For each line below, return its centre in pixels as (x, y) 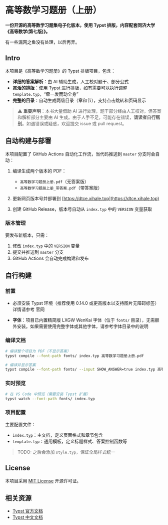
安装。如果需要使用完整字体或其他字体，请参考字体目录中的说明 (82, 326)
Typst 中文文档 (28, 517)
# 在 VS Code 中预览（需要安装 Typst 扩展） (48, 394)
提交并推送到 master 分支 (38, 252)
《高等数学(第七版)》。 (28, 31)
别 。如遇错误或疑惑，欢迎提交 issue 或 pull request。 (72, 123)
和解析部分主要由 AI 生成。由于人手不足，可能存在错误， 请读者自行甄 (89, 117)
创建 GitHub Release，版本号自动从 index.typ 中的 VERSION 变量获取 (82, 209)
